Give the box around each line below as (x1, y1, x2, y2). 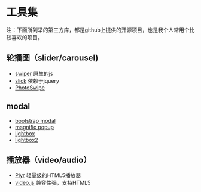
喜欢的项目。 (11, 33, 43, 41)
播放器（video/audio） (6, 154, 92, 165)
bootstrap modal (14, 117, 56, 124)
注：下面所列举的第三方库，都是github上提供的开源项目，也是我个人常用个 (6, 26, 190, 33)
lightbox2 (14, 136, 38, 143)
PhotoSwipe (14, 84, 45, 91)
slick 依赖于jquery (14, 77, 60, 84)
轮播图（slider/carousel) (6, 53, 99, 63)
